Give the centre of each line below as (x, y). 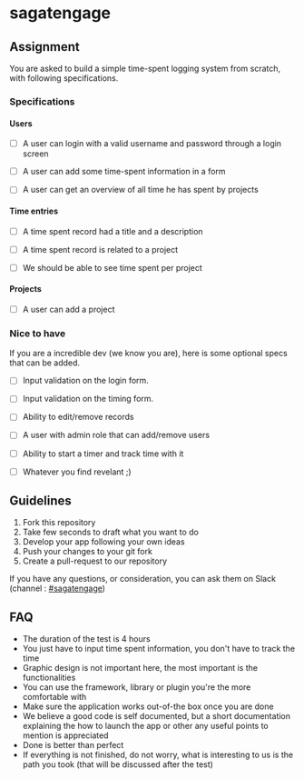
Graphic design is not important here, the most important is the (140, 668)
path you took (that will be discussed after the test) (118, 764)
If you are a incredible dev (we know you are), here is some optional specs (148, 354)
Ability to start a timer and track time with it (103, 454)
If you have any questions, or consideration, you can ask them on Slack (143, 579)
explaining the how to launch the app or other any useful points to (146, 726)
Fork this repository (59, 523)
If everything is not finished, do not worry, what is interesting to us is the (157, 755)
